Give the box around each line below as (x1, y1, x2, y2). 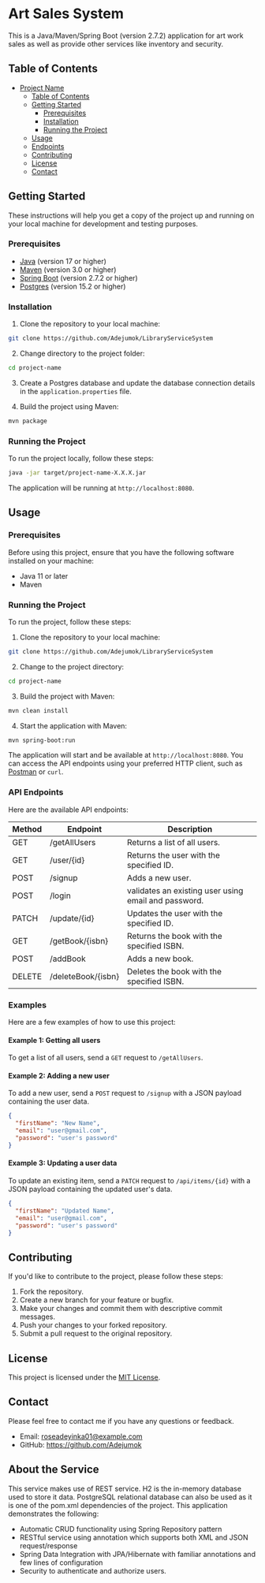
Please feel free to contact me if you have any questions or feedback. (8, 1416, 234, 1425)
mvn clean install (8, 706, 69, 714)
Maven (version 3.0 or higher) (19, 265, 117, 274)
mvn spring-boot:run (8, 736, 77, 744)
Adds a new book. (126, 953, 194, 964)
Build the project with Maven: (19, 691, 115, 701)
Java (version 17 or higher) (19, 256, 106, 266)
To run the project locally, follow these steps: (8, 454, 154, 464)
